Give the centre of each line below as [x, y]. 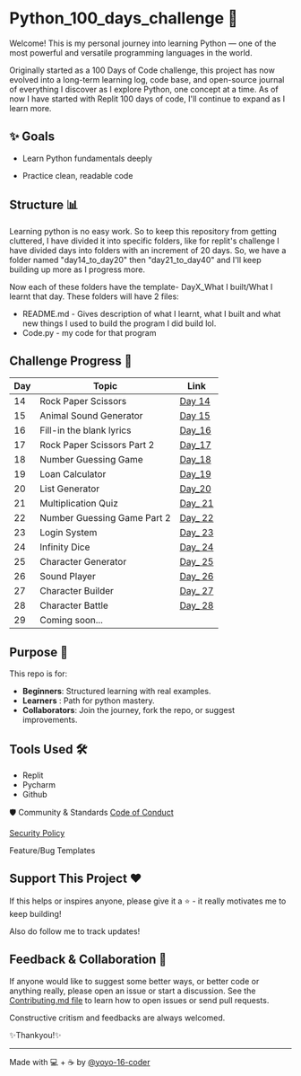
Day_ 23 [197, 533]
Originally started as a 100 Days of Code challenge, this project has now [142, 70]
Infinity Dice [65, 547]
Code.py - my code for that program [89, 332]
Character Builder [77, 591]
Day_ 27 [197, 591]
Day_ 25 [197, 562]
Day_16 [196, 430]
